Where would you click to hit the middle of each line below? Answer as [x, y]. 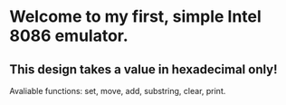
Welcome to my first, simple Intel [136, 17]
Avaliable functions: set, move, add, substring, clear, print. [118, 91]
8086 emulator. [69, 36]
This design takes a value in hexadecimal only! [143, 69]
